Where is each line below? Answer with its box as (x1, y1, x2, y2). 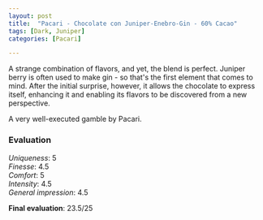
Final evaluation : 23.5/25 (8, 203, 93, 213)
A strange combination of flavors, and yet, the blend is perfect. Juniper (8, 64, 246, 74)
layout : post (8, 11, 53, 20)
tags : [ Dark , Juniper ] (8, 27, 85, 35)
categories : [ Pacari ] (8, 34, 82, 43)
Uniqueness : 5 (8, 153, 57, 162)
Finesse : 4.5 (8, 162, 50, 171)
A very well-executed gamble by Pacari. (8, 114, 142, 124)
